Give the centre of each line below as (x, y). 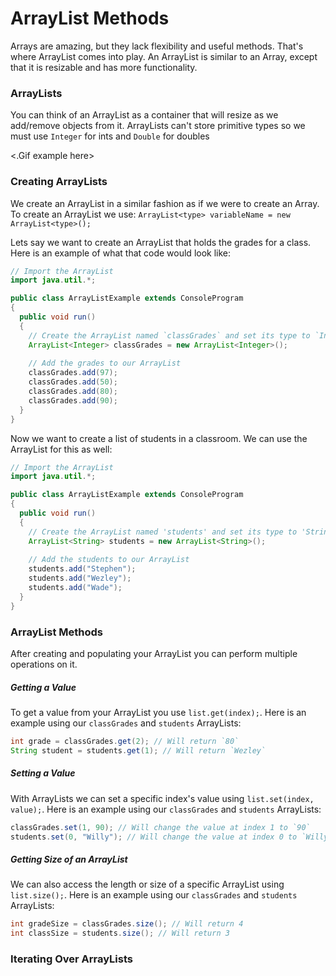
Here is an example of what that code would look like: (121, 253)
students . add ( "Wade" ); (75, 588)
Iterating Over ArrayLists (71, 959)
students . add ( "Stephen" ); (82, 569)
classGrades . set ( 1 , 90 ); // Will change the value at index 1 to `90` (160, 827)
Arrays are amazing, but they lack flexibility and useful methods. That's (157, 46)
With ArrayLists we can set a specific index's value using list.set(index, (162, 798)
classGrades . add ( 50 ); (73, 382)
